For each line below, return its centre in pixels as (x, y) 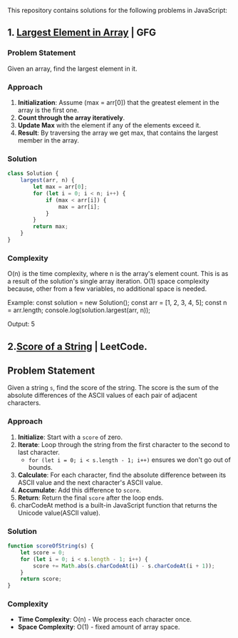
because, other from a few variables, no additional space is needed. (107, 289)
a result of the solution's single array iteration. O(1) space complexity (108, 282)
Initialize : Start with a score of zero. (70, 437)
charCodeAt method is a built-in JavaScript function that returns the (117, 505)
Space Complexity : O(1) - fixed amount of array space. (99, 627)
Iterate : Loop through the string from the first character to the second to (124, 444)
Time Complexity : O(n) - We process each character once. (105, 619)
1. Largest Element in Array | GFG (82, 32)
